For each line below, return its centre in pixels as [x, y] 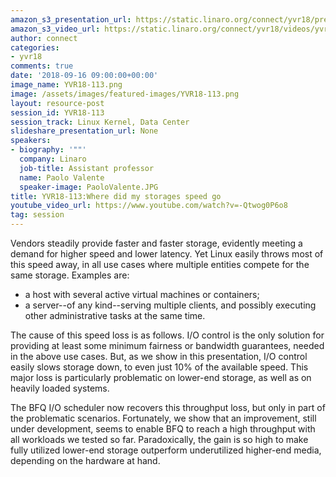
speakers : [31, 141]
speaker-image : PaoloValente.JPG [89, 187]
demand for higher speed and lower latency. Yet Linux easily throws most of [167, 254]
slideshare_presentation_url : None [84, 131]
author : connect [44, 38]
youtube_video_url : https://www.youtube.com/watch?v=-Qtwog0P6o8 [149, 206]
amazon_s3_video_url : [55, 29]
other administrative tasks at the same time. [115, 315]
